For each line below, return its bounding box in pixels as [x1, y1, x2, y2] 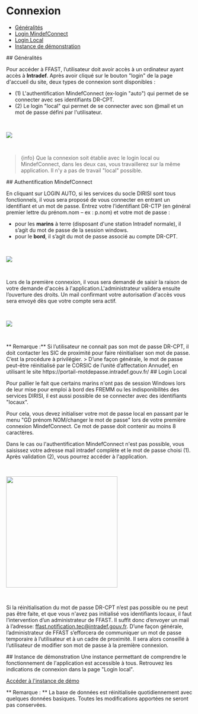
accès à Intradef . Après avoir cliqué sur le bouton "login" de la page [6, 72, 173, 79]
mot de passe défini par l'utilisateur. [14, 109, 103, 116]
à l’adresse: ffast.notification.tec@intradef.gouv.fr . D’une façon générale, [6, 623, 184, 630]
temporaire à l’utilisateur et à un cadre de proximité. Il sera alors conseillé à [6, 635, 189, 642]
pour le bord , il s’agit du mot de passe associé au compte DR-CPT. [14, 232, 178, 240]
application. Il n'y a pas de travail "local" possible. [20, 167, 143, 174]
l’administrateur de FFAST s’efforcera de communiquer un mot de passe [6, 629, 182, 636]
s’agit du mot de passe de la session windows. [14, 227, 129, 234]
